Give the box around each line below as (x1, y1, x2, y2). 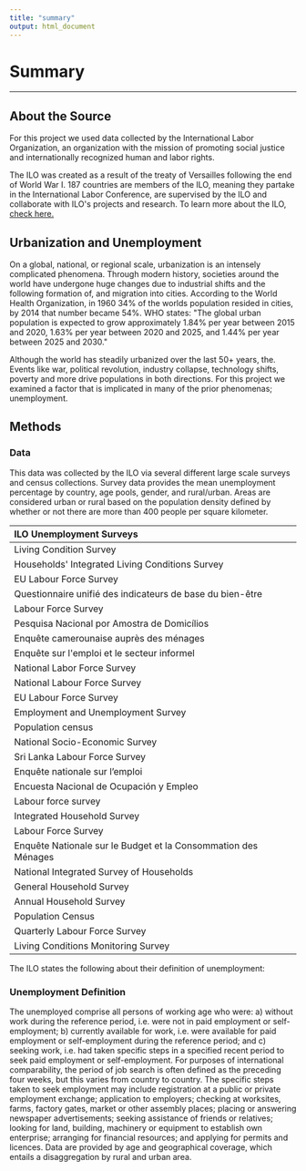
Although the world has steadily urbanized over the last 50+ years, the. (9, 354, 276, 365)
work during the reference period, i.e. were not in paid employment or (9, 1016, 271, 1027)
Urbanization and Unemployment (9, 234, 202, 251)
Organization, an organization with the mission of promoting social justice (9, 142, 285, 153)
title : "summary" (9, 13, 76, 23)
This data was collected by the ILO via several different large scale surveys (9, 467, 291, 478)
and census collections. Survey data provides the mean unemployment (9, 477, 276, 488)
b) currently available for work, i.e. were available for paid (60, 1026, 277, 1037)
